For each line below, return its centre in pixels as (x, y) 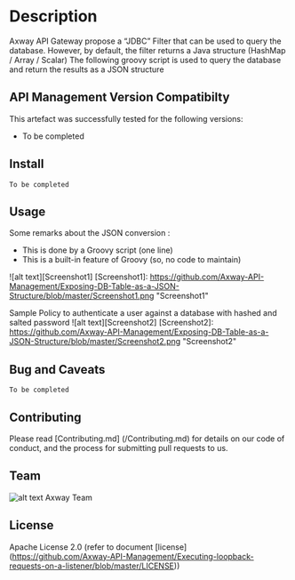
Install (27, 164)
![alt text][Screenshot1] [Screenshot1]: (79, 277)
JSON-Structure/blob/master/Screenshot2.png (95, 342)
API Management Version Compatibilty (120, 97)
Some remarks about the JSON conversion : (90, 233)
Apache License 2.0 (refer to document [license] (98, 547)
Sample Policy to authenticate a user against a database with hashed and (143, 313)
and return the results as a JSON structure (87, 69)
